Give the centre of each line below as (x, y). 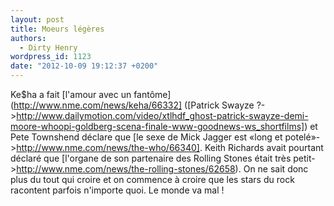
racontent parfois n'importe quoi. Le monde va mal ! (117, 190)
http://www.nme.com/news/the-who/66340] (108, 147)
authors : (28, 38)
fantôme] (152, 94)
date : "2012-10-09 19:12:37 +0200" (84, 66)
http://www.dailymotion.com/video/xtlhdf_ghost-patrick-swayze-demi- (162, 115)
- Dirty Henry (48, 47)
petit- (304, 158)
